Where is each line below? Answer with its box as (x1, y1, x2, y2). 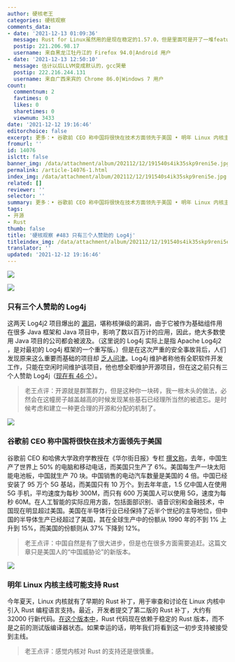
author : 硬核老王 (7, 10, 54, 18)
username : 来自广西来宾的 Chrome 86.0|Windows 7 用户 (13, 75, 164, 83)
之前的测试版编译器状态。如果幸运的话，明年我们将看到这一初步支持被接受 (13, 623, 228, 631)
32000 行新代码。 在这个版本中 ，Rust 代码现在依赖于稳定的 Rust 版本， (7, 614, 212, 623)
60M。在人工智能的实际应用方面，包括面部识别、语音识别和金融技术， (15, 497, 219, 506)
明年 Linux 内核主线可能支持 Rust (7, 579, 119, 589)
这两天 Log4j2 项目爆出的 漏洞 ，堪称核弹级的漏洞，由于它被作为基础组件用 (7, 319, 222, 328)
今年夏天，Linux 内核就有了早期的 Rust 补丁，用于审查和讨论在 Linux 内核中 (7, 597, 225, 605)
